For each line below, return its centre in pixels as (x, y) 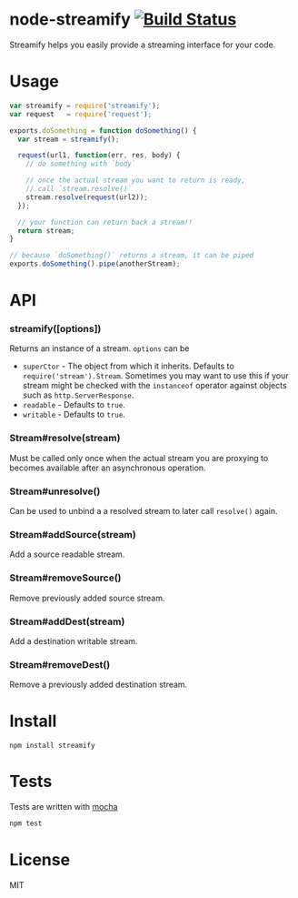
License (40, 860)
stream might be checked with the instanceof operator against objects (155, 386)
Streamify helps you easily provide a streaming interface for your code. (143, 45)
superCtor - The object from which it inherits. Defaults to (128, 366)
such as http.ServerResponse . (78, 395)
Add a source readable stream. (67, 554)
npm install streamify (52, 746)
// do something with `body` (81, 164)
